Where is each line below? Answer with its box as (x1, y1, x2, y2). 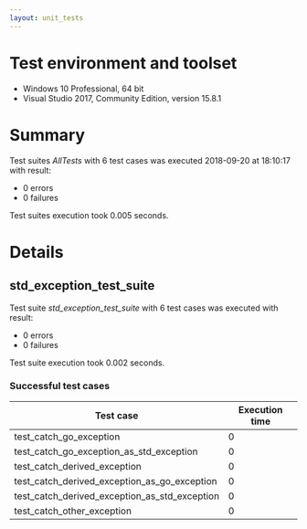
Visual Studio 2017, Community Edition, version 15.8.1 (22, 92, 222, 103)
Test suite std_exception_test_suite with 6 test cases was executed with (9, 302, 279, 313)
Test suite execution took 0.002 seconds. (9, 357, 165, 368)
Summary (9, 124, 85, 145)
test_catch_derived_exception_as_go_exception (14, 474, 217, 487)
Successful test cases (9, 380, 111, 393)
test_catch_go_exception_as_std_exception (14, 445, 198, 458)
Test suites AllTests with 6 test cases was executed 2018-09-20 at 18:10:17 (9, 154, 291, 165)
